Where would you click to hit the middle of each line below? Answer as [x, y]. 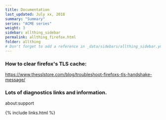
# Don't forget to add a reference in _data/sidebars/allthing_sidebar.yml [85, 46]
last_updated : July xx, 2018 [35, 14]
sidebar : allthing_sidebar [33, 33]
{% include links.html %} [30, 113]
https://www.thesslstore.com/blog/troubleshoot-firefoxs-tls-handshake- [79, 74]
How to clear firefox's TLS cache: [46, 64]
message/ [15, 80]
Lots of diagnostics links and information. [56, 92]
